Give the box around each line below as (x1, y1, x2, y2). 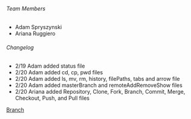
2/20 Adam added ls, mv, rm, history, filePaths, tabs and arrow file (15, 76, 180, 83)
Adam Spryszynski (15, 24, 62, 31)
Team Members (6, 5, 46, 12)
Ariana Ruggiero (15, 30, 56, 37)
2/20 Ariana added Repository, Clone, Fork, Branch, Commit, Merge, (15, 88, 186, 95)
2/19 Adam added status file (15, 62, 85, 69)
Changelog (6, 43, 34, 51)
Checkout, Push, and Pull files (15, 94, 90, 102)
